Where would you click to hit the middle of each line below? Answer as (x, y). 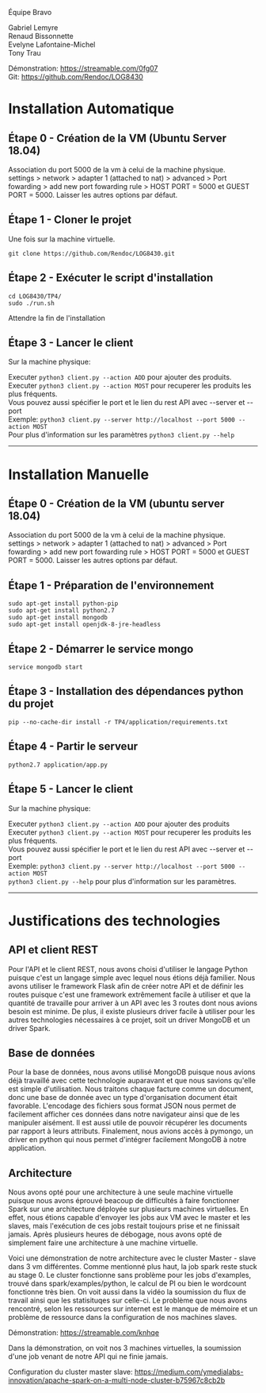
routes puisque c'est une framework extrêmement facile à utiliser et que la (129, 994)
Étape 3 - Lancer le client (71, 343)
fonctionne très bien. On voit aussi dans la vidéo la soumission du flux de (127, 1292)
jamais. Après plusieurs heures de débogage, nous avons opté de (115, 1234)
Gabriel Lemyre (33, 27)
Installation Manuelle (78, 475)
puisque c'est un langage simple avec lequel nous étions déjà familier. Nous (132, 978)
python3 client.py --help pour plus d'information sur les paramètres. (122, 881)
